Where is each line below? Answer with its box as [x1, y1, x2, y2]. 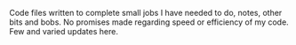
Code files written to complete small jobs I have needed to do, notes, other [9, 8, 283, 18]
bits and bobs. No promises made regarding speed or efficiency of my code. [9, 17, 289, 27]
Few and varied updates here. [9, 26, 118, 36]
